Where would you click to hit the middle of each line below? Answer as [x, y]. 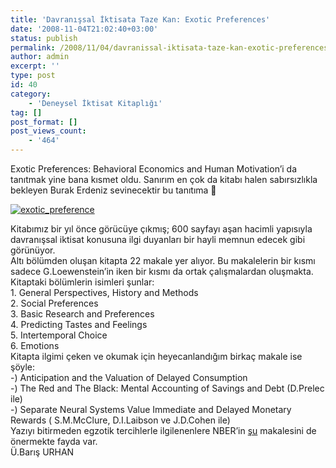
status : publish [44, 38]
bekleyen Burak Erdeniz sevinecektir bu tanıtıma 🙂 [113, 190]
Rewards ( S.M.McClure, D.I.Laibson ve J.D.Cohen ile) [120, 420]
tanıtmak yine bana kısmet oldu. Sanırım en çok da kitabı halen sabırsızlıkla [164, 179]
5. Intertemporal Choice [59, 335]
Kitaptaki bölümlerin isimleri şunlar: [82, 282]
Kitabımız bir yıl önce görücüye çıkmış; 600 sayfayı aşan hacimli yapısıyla [161, 229]
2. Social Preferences [54, 303]
